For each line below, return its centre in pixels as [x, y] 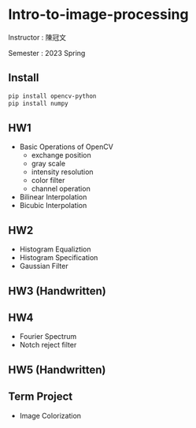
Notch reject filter [48, 345]
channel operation [61, 189]
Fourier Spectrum [48, 337]
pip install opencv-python [52, 96]
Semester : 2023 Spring [47, 53]
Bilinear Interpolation [53, 197]
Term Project [41, 397]
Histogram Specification [59, 258]
